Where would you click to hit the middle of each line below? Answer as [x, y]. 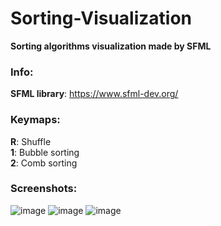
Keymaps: [35, 120]
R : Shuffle [31, 141]
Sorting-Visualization [101, 18]
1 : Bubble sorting [45, 152]
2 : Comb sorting [44, 163]
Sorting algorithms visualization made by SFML [111, 46]
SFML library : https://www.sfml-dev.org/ [94, 94]
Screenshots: [44, 189]
